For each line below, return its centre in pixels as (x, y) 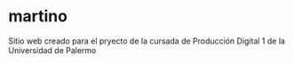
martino (38, 16)
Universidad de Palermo (52, 50)
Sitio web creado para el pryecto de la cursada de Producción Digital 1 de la (147, 41)
